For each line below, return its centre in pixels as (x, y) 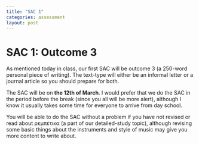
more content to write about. (41, 136)
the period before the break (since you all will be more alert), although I (94, 99)
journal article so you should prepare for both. (63, 82)
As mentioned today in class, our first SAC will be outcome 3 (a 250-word (97, 68)
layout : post (22, 23)
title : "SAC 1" (25, 12)
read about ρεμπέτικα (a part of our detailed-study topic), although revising (99, 123)
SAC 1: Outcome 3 (52, 52)
